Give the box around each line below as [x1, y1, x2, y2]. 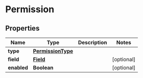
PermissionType [33, 47, 73, 55]
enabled [8, 64, 28, 71]
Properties [5, 24, 40, 33]
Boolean [33, 64, 54, 71]
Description [78, 39, 107, 46]
